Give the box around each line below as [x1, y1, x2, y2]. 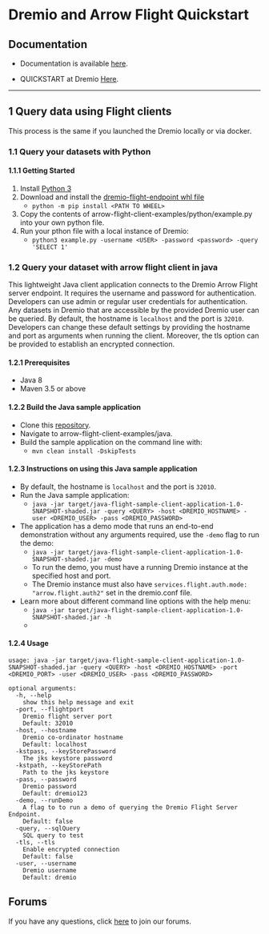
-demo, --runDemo [15, 796, 74, 805]
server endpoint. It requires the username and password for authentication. [8, 288, 256, 298]
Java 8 [19, 375, 42, 385]
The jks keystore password [22, 755, 113, 763]
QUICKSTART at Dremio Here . [19, 74, 119, 83]
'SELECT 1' [31, 243, 69, 251]
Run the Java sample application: [19, 490, 130, 499]
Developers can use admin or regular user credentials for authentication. [8, 297, 248, 307]
